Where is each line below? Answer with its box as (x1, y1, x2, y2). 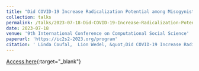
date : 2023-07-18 (6, 25, 49, 31)
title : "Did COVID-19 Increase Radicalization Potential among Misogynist (6, 8, 195, 15)
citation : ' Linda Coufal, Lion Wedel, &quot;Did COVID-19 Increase (6, 42, 182, 48)
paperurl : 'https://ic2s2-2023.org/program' (6, 36, 118, 42)
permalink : (6, 20, 33, 25)
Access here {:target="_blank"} (6, 57, 81, 65)
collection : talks (6, 14, 52, 20)
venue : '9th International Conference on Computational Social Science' (6, 31, 190, 37)
